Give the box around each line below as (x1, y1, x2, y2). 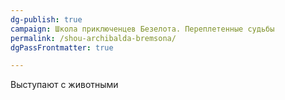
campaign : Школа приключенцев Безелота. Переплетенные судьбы (10, 24, 275, 34)
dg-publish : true (10, 14, 83, 25)
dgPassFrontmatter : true (10, 42, 114, 53)
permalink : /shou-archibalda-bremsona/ (10, 33, 177, 43)
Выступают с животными (10, 79, 119, 91)
